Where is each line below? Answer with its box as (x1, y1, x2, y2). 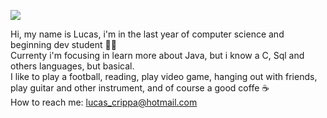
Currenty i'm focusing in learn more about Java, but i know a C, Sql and (10, 50, 305, 61)
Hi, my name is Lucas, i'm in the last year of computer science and (10, 28, 285, 40)
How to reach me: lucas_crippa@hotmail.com (10, 96, 198, 108)
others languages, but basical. (10, 60, 135, 72)
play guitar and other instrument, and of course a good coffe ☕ (10, 82, 270, 94)
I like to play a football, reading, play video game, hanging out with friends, (10, 71, 318, 82)
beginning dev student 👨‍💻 (10, 39, 117, 50)
